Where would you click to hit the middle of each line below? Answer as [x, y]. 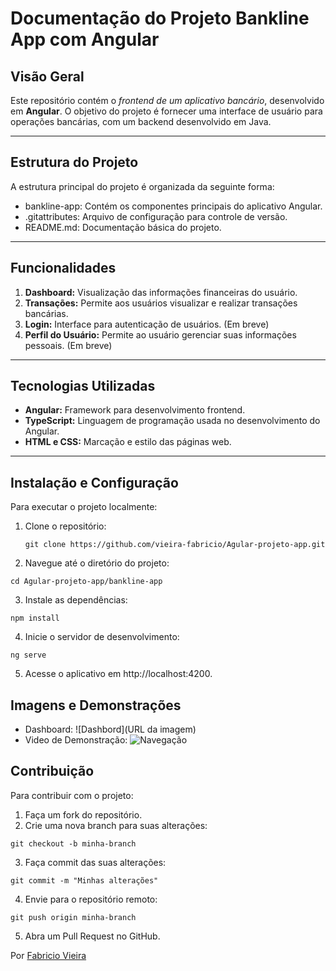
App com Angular [85, 39]
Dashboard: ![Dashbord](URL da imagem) [110, 729]
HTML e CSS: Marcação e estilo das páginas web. [128, 442]
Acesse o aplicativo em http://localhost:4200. [118, 674]
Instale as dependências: [76, 600]
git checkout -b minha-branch [73, 843]
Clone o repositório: [65, 526]
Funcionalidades [63, 268]
